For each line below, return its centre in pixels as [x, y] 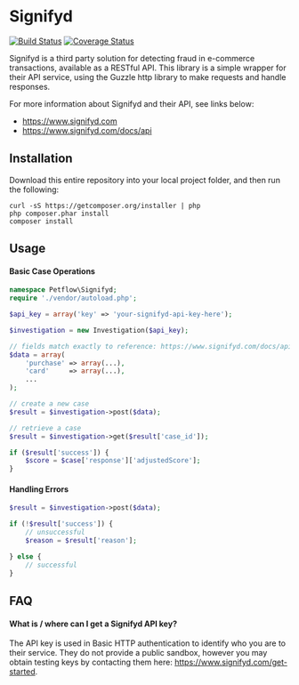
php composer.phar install [59, 214]
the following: [34, 189]
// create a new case [49, 404]
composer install [41, 221]
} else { [25, 556]
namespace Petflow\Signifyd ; [63, 290]
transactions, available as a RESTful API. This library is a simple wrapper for [148, 68]
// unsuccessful [56, 532]
